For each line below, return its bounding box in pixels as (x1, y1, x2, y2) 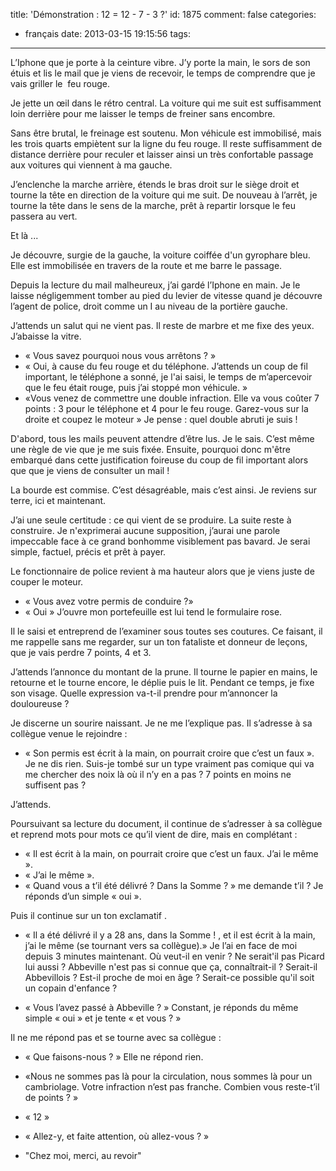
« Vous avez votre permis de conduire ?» (24, 595, 194, 607)
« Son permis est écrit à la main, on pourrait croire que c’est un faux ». (24, 747, 315, 759)
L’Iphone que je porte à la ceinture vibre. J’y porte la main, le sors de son (10, 57, 311, 68)
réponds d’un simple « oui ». (24, 890, 142, 902)
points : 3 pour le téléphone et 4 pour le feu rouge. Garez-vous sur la (24, 403, 309, 414)
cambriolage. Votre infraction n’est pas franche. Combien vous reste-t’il (24, 1081, 320, 1093)
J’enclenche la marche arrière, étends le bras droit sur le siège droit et (10, 179, 300, 190)
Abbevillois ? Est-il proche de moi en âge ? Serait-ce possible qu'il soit (24, 972, 315, 983)
